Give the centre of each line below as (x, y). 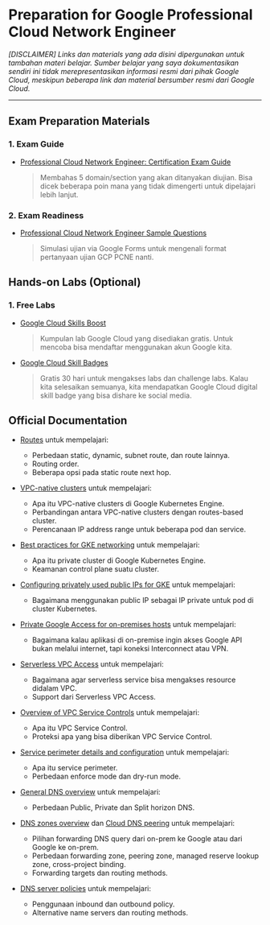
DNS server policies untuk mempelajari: (85, 889)
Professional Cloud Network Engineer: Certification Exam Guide (125, 162)
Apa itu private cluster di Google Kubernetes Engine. (119, 560)
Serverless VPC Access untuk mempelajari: (92, 664)
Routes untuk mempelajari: (64, 440)
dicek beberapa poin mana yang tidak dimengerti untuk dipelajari (147, 186)
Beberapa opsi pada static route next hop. (101, 473)
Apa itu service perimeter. (75, 768)
